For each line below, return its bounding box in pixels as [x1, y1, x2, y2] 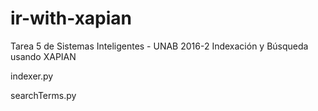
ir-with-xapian [10, 7, 133, 30]
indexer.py [10, 70, 54, 82]
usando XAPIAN [10, 50, 77, 62]
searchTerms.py [10, 89, 77, 101]
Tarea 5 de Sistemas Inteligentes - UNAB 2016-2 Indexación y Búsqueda [10, 40, 309, 52]
